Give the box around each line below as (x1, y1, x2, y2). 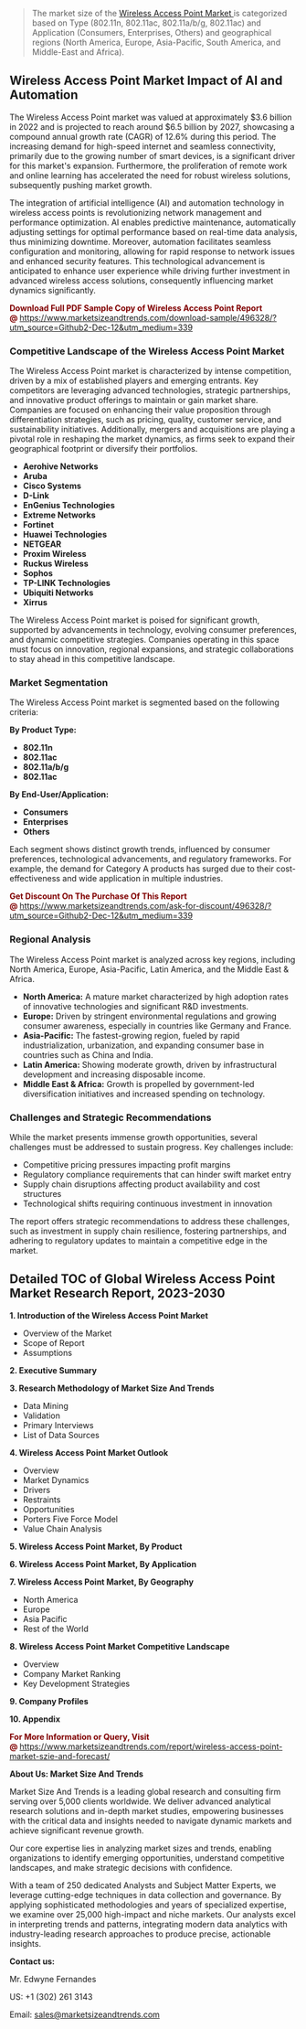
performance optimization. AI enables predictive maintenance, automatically (9, 217, 297, 228)
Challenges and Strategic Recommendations (9, 1111, 212, 1124)
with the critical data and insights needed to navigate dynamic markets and (9, 1815, 292, 1826)
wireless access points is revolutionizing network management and (9, 207, 262, 218)
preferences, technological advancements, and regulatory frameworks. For (9, 854, 292, 865)
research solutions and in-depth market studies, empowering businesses (9, 1805, 285, 1816)
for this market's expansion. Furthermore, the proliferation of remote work (9, 160, 288, 171)
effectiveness (9, 873, 61, 884)
